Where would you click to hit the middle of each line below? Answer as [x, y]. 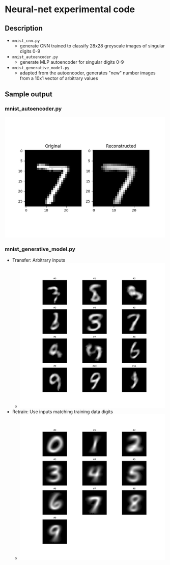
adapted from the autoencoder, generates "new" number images [88, 73]
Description [24, 28]
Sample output [29, 95]
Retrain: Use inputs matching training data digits [62, 412]
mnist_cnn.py [26, 41]
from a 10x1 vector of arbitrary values [59, 78]
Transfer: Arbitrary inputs [39, 260]
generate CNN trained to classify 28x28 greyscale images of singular [92, 46]
